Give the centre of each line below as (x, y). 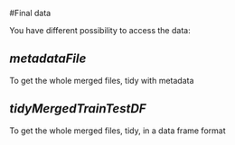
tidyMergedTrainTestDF (78, 109)
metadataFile (48, 59)
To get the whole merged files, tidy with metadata (102, 80)
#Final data (30, 13)
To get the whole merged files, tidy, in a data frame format (117, 131)
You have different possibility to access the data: (100, 30)
